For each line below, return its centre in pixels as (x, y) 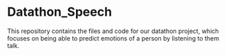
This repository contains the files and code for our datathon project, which (113, 31)
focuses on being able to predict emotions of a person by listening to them (113, 38)
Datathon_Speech (60, 12)
